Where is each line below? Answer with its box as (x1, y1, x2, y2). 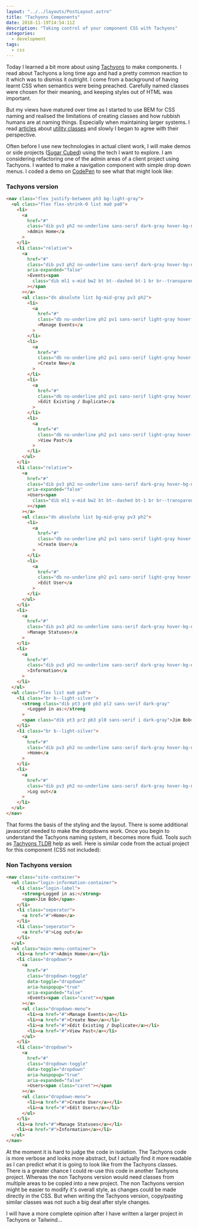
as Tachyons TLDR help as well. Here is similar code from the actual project (6, 839, 190, 847)
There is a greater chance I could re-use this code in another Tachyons (6, 1167, 179, 1175)
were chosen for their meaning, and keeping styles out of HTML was (6, 88, 173, 95)
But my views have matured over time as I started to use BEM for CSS (6, 106, 176, 113)
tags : (6, 42, 19, 48)
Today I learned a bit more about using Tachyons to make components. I (6, 63, 181, 70)
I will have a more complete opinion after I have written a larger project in (6, 1210, 183, 1217)
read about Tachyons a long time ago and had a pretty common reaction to (6, 69, 188, 77)
